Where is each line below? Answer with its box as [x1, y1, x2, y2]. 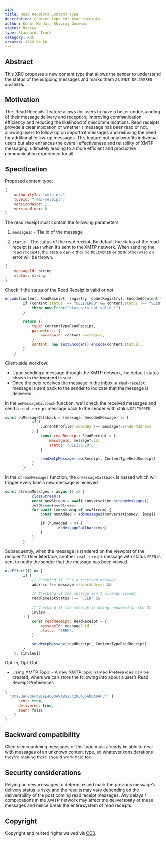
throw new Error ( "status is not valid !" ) [31, 305, 121, 310]
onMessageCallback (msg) [58, 526, 107, 531]
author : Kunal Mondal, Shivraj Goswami [5, 21, 87, 26]
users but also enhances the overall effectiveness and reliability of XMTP [5, 140, 154, 146]
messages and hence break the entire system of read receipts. [5, 802, 133, 808]
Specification [5, 165, 47, 173]
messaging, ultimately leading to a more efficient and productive [5, 145, 136, 151]
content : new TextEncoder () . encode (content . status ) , [31, 342, 142, 347]
